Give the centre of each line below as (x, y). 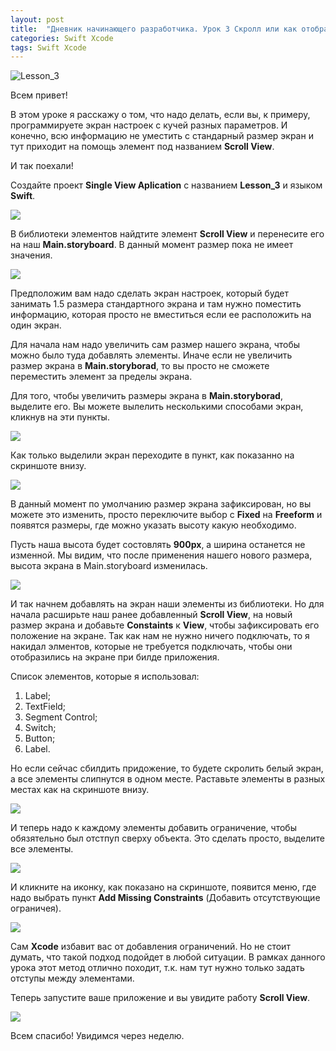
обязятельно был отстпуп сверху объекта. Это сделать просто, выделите (167, 838)
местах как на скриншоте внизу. (80, 790)
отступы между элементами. (72, 978)
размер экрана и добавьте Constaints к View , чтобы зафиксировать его (165, 625)
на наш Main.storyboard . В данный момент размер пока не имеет (152, 245)
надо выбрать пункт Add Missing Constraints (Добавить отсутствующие (165, 898)
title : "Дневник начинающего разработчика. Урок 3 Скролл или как (154, 29)
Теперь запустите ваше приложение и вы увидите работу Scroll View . (160, 998)
